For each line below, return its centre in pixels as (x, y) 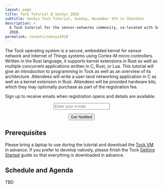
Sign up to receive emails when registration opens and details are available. (81, 96)
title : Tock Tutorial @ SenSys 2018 (42, 14)
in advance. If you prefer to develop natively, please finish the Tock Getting (80, 150)
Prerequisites (26, 133)
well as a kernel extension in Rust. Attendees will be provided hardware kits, (81, 81)
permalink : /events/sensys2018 (37, 37)
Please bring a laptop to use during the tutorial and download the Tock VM (79, 145)
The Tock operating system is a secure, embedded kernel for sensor (73, 50)
